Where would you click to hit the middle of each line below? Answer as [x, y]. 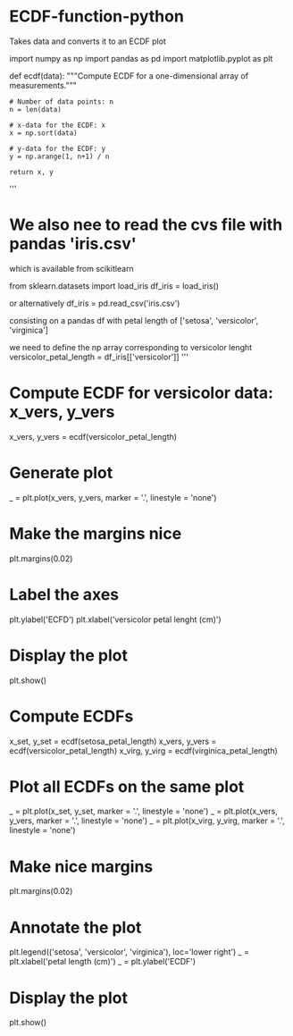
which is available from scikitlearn [71, 268]
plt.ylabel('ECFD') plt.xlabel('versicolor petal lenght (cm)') [115, 619]
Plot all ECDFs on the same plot [127, 786]
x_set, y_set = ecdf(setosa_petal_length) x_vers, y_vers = [113, 741]
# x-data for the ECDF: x [57, 125]
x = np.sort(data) [43, 133]
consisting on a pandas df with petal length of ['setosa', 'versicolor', [134, 320]
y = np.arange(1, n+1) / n [59, 156]
